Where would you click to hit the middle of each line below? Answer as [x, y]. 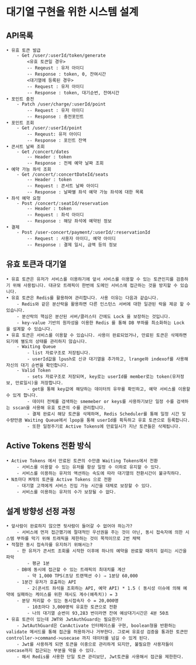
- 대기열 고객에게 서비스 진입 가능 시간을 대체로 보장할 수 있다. [84, 486]
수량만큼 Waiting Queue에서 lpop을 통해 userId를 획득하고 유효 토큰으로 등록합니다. [98, 420]
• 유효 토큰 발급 [23, 50]
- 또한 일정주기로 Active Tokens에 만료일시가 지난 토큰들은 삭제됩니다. [104, 426]
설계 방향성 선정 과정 [41, 511]
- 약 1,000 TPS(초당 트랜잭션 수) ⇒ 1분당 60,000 [82, 576]
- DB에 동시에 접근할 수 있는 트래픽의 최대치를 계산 [71, 570]
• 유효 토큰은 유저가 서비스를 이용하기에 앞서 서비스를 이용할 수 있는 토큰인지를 [90, 279]
